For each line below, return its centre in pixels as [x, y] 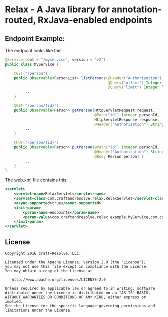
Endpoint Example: [35, 38]
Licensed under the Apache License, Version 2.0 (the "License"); [76, 262]
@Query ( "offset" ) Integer [135, 83]
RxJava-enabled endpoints [95, 20]
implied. [14, 301]
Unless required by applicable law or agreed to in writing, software [80, 288]
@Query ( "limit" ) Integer [134, 87]
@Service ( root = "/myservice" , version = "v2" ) [56, 60]
